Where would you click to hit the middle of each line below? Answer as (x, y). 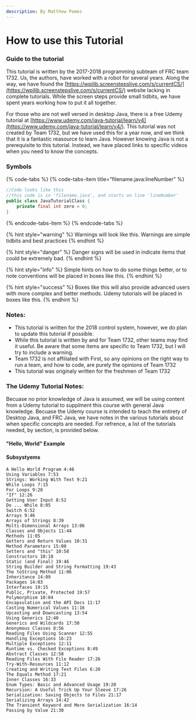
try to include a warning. (44, 353)
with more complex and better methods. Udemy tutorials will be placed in (94, 293)
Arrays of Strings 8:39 (35, 521)
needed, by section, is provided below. (53, 430)
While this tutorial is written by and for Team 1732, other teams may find (101, 340)
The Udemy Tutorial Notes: (45, 386)
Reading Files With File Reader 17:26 (53, 659)
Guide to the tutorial (35, 59)
